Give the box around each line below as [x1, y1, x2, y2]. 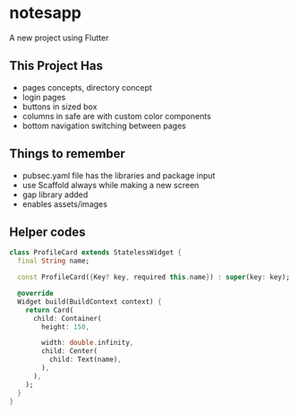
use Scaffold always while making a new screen [21, 179, 200, 190]
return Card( [25, 306, 74, 315]
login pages [21, 91, 66, 102]
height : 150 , [41, 322, 90, 332]
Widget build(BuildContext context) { [17, 297, 163, 306]
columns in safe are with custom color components [21, 110, 212, 121]
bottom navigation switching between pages [21, 120, 186, 131]
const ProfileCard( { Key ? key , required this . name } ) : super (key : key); [17, 272, 291, 282]
